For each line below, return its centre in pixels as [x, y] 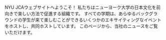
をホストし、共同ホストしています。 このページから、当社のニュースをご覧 [81, 26]
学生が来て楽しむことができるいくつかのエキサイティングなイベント [91, 20]
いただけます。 [20, 32]
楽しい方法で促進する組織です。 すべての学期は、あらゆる [77, 13]
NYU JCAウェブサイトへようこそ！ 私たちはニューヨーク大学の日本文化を [81, 7]
